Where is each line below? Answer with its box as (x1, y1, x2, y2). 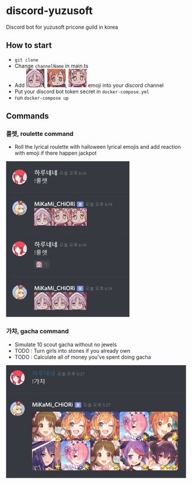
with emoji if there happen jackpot (14, 149, 97, 156)
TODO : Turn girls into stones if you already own (14, 347, 130, 354)
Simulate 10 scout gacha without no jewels (14, 341, 117, 348)
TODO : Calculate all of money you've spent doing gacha (14, 353, 151, 360)
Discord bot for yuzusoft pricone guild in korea (6, 23, 118, 30)
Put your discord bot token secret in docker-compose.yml (14, 88, 150, 95)
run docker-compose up (14, 94, 69, 101)
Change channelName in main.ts (14, 62, 89, 69)
